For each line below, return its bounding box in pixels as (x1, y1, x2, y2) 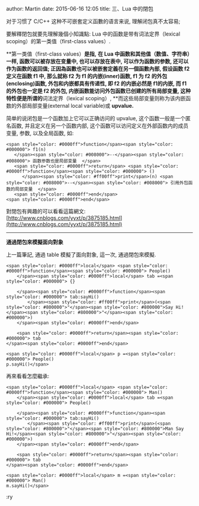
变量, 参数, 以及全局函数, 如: (6, 130, 74, 136)
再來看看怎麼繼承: (6, 373, 50, 379)
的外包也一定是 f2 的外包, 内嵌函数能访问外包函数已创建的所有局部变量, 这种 (6, 88, 191, 94)
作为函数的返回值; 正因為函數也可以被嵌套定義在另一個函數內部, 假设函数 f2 (6, 65, 190, 72)
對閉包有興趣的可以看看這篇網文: (6, 208, 86, 214)
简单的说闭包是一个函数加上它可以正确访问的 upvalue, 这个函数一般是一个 (6, 115, 185, 121)
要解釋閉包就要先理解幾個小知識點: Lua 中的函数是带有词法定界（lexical (6, 30, 181, 37)
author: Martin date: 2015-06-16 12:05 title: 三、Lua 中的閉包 (6, 5, 154, 12)
